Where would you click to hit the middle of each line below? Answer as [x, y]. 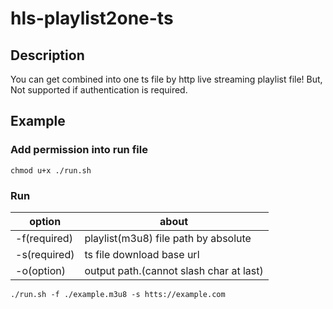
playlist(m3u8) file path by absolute [168, 238]
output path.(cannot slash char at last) [174, 270]
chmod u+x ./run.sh [51, 170]
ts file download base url [142, 254]
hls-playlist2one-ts [92, 18]
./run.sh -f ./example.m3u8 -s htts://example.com [118, 294]
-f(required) [44, 238]
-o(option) [41, 270]
